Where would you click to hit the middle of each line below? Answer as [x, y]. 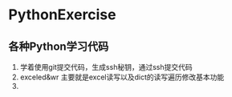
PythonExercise [62, 15]
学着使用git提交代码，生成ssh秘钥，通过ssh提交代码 [106, 67]
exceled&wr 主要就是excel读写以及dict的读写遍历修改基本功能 [122, 77]
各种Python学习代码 [59, 46]
